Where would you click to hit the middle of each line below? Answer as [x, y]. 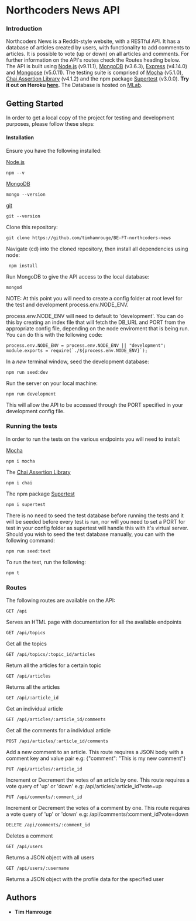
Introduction [24, 29]
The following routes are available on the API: [61, 601]
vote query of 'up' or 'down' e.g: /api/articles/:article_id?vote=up [84, 786]
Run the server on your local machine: [52, 383]
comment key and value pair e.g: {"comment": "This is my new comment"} [96, 758]
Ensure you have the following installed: [54, 150]
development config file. [35, 411]
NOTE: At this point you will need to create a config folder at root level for [94, 298]
